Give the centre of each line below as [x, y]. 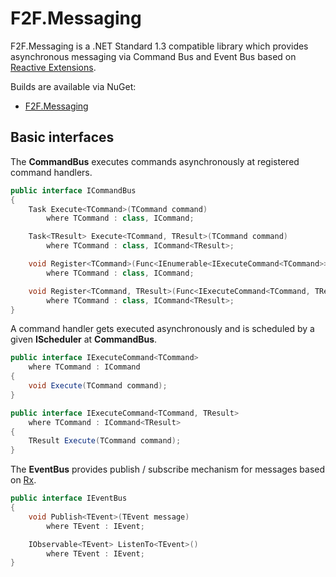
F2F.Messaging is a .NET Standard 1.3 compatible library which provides [159, 46]
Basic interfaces [62, 137]
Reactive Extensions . [53, 67]
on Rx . [23, 480]
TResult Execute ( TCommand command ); [105, 441]
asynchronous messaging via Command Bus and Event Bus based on [153, 56]
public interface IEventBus [69, 498]
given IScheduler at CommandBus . [84, 339]
